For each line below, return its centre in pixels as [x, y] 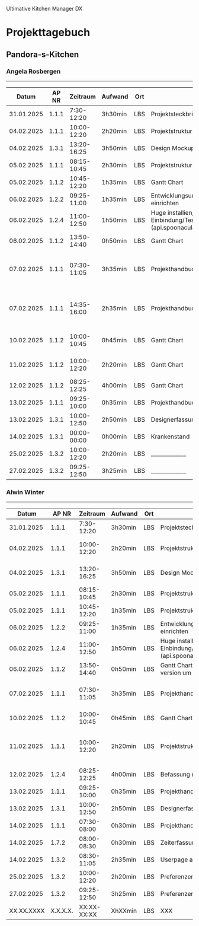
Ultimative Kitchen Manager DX [44, 9]
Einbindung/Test [174, 220]
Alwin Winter [25, 492]
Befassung [175, 775]
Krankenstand [170, 437]
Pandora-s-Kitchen [43, 54]
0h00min [114, 437]
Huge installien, [172, 212]
